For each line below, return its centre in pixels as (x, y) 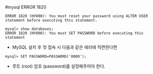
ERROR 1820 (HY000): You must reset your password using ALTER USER (76, 16)
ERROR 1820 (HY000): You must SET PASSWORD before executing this (74, 33)
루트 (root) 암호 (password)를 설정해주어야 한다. (59, 66)
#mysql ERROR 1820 (26, 7)
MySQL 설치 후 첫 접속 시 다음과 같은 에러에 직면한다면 (65, 47)
